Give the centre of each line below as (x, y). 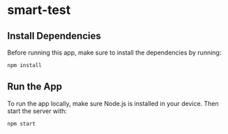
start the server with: (37, 111)
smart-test (39, 10)
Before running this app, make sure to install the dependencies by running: (114, 52)
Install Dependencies (54, 36)
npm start (22, 124)
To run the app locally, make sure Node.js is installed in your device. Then (113, 103)
